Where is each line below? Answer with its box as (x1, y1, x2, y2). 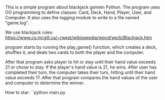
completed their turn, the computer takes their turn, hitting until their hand (5, 69, 156, 75)
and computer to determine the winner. (5, 80, 85, 86)
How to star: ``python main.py (5, 90, 66, 95)
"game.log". (5, 20, 29, 26)
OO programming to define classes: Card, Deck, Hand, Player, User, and (5, 9, 152, 15)
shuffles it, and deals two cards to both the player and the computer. (5, 49, 145, 55)
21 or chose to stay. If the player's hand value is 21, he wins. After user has (5, 64, 157, 70)
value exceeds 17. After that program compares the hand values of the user (5, 75, 158, 80)
